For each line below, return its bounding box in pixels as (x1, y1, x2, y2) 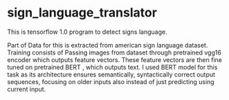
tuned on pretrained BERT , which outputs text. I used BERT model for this (7, 63, 218, 71)
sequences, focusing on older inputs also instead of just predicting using (7, 77, 214, 86)
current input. (7, 85, 46, 93)
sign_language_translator (7, 5, 158, 21)
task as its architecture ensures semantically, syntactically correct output (7, 70, 216, 79)
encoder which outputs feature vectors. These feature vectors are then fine (7, 55, 223, 63)
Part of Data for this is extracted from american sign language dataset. (7, 41, 208, 49)
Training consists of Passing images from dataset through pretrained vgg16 (7, 48, 221, 57)
